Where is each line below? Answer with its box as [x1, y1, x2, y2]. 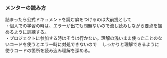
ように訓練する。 [13, 29, 49, 35]
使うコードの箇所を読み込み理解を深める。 [5, 48, 93, 54]
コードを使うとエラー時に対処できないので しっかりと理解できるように [9, 41, 160, 48]
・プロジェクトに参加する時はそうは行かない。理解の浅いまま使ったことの [5, 35, 158, 41]
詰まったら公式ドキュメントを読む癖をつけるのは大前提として [5, 16, 132, 23]
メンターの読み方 [5, 4, 46, 11]
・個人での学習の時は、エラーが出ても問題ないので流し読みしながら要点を [5, 23, 158, 29]
